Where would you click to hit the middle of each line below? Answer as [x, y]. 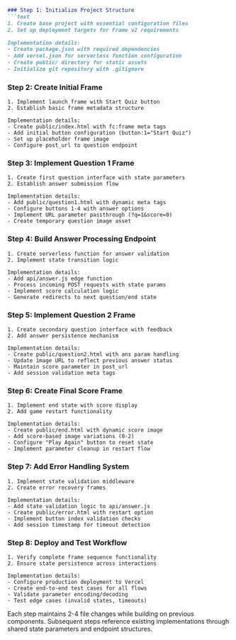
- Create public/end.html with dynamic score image [85, 430]
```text [19, 17]
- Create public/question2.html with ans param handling [93, 354]
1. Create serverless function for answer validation [89, 254]
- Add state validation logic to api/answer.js [79, 506]
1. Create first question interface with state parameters [96, 178]
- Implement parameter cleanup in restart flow [79, 449]
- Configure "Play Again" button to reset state [80, 443]
